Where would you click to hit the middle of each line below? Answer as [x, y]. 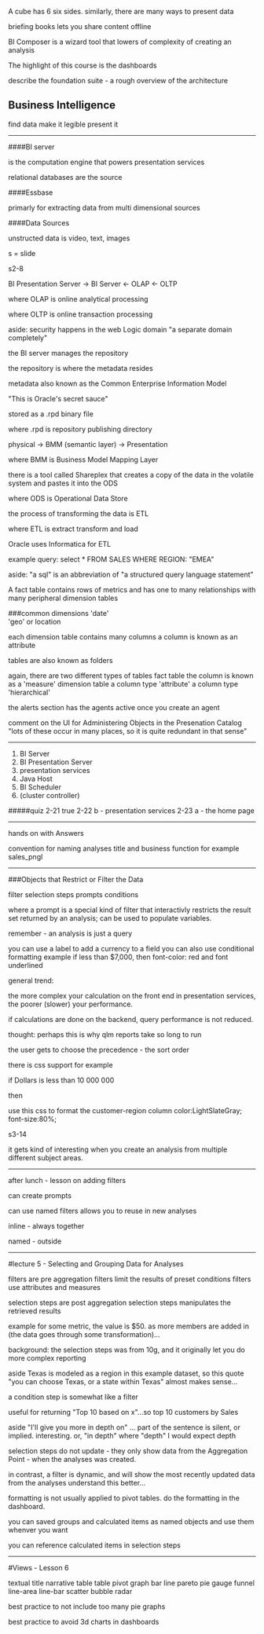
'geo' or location [35, 621]
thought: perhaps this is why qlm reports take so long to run [105, 1034]
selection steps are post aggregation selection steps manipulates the [120, 1302]
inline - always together [46, 1225]
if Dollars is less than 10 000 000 [61, 1080]
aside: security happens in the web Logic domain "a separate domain [120, 329]
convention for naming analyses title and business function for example [124, 848]
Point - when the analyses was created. [72, 1459]
